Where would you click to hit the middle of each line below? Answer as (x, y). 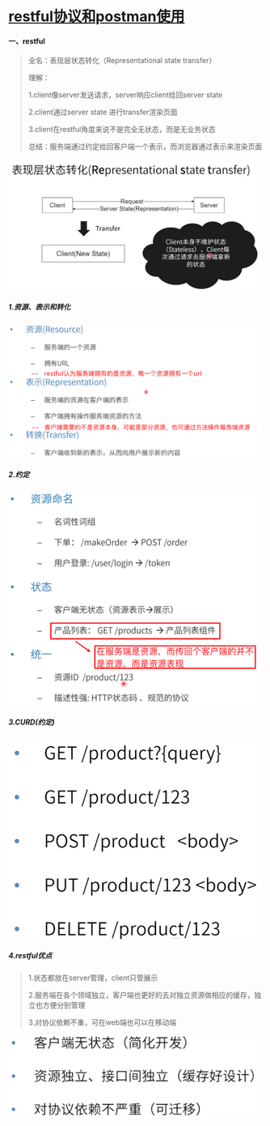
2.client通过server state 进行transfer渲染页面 (103, 112)
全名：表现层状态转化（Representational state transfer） (122, 61)
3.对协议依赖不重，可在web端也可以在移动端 (102, 1022)
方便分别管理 (64, 1004)
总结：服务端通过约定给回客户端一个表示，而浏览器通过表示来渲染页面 (145, 147)
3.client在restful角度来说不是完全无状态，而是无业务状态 (122, 130)
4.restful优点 (30, 956)
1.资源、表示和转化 (40, 307)
